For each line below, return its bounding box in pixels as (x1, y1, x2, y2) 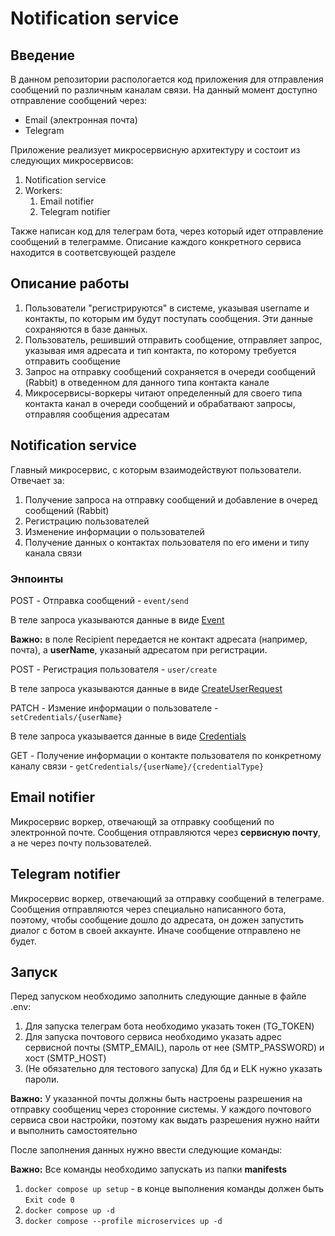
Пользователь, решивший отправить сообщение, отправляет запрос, (24, 333, 323, 346)
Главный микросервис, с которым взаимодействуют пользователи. (10, 463, 302, 476)
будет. (10, 935, 37, 947)
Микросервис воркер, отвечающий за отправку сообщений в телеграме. (10, 892, 325, 904)
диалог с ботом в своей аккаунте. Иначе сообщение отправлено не (10, 924, 302, 936)
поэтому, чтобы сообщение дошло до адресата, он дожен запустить (10, 913, 305, 926)
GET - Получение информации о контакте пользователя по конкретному (10, 749, 322, 761)
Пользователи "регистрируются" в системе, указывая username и (24, 302, 310, 314)
